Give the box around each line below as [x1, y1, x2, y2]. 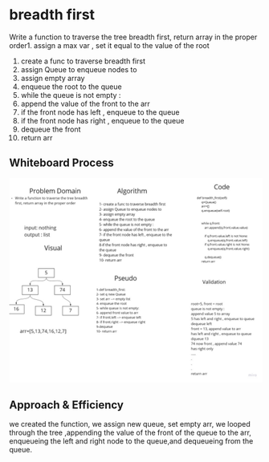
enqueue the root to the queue [20, 82, 123, 91]
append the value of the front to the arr [20, 99, 151, 108]
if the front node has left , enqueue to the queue [20, 107, 180, 117]
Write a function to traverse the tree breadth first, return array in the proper [9, 32, 258, 42]
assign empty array [20, 73, 85, 83]
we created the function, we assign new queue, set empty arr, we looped [9, 419, 251, 429]
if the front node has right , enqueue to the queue [20, 115, 185, 125]
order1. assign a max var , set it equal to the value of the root [9, 40, 210, 50]
